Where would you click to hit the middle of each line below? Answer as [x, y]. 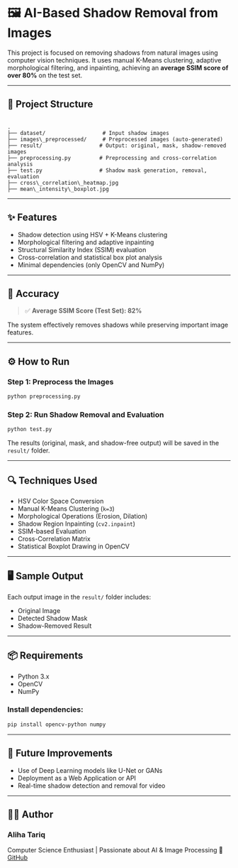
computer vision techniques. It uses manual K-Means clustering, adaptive [114, 60]
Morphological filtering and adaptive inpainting [86, 242]
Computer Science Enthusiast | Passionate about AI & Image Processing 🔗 [115, 850]
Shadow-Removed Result [55, 626]
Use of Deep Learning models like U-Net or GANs [90, 770]
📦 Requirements [45, 656]
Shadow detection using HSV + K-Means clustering [92, 234]
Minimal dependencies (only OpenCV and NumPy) [91, 265]
